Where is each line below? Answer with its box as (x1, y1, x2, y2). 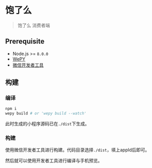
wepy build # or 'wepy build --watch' (5, 111, 87, 116)
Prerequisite (5, 37, 45, 46)
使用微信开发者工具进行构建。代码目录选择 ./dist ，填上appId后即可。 (5, 147, 150, 153)
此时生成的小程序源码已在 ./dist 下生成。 (5, 121, 90, 127)
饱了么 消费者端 (17, 22, 50, 28)
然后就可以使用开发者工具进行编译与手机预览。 (5, 157, 102, 164)
